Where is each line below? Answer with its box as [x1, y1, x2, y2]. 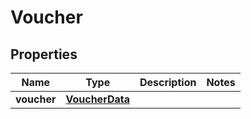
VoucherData [65, 92, 130, 106]
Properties [10, 46, 78, 63]
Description [139, 76, 197, 89]
